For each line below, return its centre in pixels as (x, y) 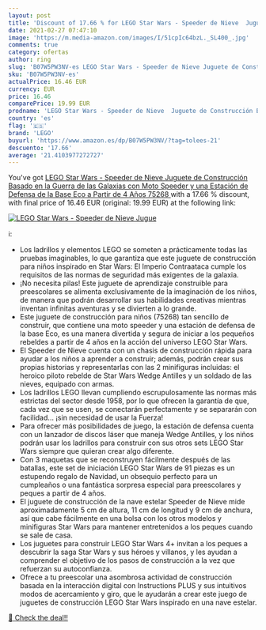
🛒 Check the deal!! (38, 618)
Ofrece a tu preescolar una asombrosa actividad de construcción (126, 577)
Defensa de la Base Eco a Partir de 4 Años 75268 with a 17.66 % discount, (129, 194)
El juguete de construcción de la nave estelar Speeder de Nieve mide (132, 502)
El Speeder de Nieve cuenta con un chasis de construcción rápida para (136, 351)
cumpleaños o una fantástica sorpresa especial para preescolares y (130, 485)
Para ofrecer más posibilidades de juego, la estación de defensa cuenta (137, 426)
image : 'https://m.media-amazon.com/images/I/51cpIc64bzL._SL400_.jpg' (129, 38)
